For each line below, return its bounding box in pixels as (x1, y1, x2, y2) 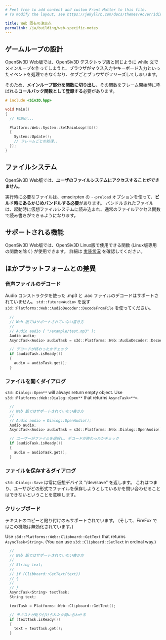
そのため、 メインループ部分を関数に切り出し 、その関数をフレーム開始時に (5, 82, 157, 88)
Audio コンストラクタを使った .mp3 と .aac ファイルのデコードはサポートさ (5, 293, 159, 298)
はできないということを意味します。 (5, 492, 79, 497)
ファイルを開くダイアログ (5, 378, 66, 385)
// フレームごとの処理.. (14, 139, 58, 144)
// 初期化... (9, 116, 34, 121)
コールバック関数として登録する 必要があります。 (18, 88, 118, 94)
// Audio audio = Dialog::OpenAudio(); (9, 418, 92, 423)
